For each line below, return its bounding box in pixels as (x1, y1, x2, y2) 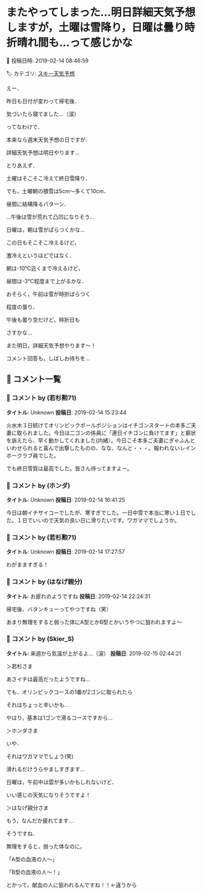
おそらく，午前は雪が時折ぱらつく (6, 290, 91, 297)
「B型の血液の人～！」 (6, 868, 63, 875)
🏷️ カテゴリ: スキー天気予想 (6, 70, 75, 77)
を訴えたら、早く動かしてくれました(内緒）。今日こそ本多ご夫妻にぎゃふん (6, 436, 190, 444)
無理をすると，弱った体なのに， (6, 843, 86, 850)
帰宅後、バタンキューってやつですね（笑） (6, 605, 112, 613)
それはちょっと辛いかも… (6, 701, 69, 708)
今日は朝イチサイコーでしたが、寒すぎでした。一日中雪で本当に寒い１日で (6, 509, 191, 516)
